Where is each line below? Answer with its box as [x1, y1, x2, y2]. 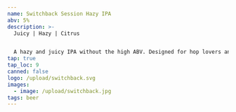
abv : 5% [7, 17, 30, 24]
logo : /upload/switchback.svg [7, 74, 96, 81]
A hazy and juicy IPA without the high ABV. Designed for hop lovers [13, 48, 221, 56]
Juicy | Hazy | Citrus [13, 29, 80, 37]
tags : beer [7, 94, 39, 101]
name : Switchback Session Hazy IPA [7, 10, 112, 17]
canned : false [7, 68, 49, 75]
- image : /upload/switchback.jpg [13, 87, 112, 94]
